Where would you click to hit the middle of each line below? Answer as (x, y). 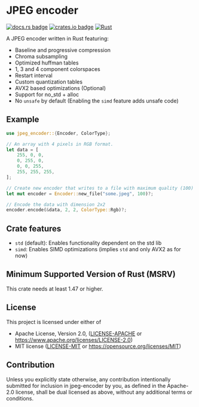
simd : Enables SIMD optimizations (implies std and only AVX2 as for (98, 249)
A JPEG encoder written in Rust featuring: (58, 38)
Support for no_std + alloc (47, 94)
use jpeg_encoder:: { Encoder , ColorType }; (59, 133)
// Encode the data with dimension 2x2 (56, 204)
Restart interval (33, 75)
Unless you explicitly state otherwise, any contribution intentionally (88, 379)
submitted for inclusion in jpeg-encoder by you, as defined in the (86, 386)
